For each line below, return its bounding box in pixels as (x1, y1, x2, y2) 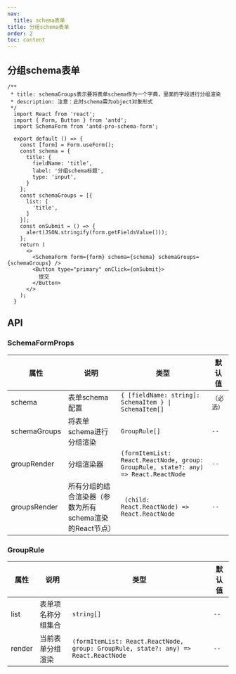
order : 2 (7, 30, 33, 37)
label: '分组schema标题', (32, 167, 104, 174)
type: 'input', (32, 173, 77, 180)
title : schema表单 (13, 17, 65, 24)
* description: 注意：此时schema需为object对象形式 (10, 98, 153, 106)
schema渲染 (67, 513, 109, 523)
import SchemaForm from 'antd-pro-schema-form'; (13, 122, 159, 130)
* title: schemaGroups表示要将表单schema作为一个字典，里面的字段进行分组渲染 (10, 91, 221, 98)
